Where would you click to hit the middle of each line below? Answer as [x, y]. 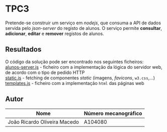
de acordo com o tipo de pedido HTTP [45, 72]
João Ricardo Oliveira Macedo [44, 122]
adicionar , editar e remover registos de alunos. [55, 33]
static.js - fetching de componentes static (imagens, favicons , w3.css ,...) [80, 78]
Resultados [23, 49]
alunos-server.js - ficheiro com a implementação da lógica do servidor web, [84, 67]
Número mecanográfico [113, 113]
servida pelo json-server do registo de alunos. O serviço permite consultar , [84, 28]
